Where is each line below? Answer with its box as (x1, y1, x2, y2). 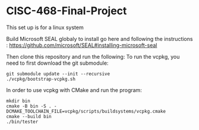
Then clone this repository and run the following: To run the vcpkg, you (6, 53, 180, 60)
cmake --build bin (6, 113, 52, 119)
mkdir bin (6, 98, 31, 104)
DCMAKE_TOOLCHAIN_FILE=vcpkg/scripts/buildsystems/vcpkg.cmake (6, 108, 166, 114)
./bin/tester (6, 119, 39, 125)
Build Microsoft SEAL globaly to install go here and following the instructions (6, 35, 193, 42)
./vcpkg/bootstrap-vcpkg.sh (6, 76, 76, 82)
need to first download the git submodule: (6, 59, 109, 66)
